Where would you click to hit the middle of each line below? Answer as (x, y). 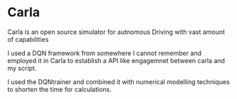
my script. (22, 68)
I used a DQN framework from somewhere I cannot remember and (104, 53)
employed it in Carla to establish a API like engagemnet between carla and (116, 60)
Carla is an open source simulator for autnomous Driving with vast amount (116, 32)
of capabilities (28, 39)
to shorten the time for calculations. (59, 89)
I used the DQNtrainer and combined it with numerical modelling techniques (118, 81)
